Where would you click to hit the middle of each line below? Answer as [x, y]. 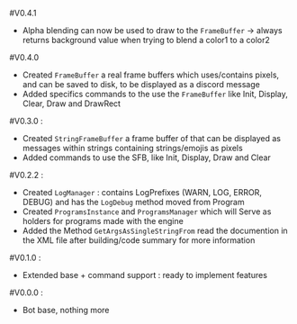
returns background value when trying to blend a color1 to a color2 [146, 40]
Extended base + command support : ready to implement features [145, 275]
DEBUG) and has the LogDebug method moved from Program [133, 202]
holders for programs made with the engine [103, 221]
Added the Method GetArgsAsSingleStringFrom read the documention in [155, 230]
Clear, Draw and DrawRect [72, 103]
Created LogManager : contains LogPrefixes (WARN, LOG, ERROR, [142, 192]
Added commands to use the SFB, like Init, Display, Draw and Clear [147, 157]
